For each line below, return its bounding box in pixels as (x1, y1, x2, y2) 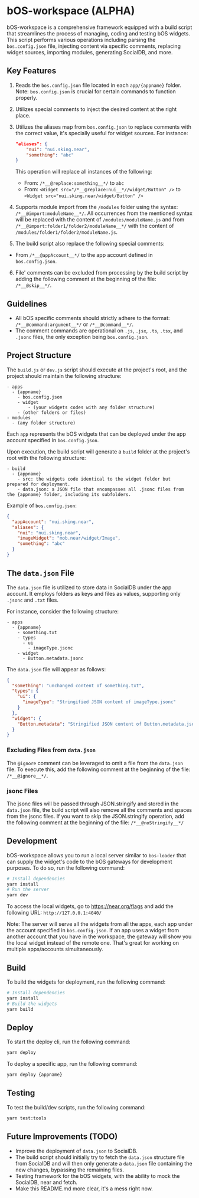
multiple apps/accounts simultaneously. (6, 946, 103, 953)
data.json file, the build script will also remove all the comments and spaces (6, 806, 193, 813)
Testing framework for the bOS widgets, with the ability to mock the (15, 1172, 180, 1179)
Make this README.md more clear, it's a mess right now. (15, 1185, 153, 1192)
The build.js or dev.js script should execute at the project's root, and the (6, 366, 187, 373)
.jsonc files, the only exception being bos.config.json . (15, 334, 149, 341)
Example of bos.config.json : (6, 502, 77, 509)
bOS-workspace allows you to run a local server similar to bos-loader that (6, 851, 187, 858)
